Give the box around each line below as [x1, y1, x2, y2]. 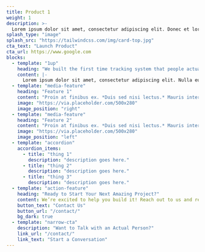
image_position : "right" [17, 105, 81, 112]
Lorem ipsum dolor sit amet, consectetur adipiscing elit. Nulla [22, 77, 192, 83]
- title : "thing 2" [22, 163, 72, 169]
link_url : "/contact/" [17, 231, 75, 237]
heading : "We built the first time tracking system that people [17, 65, 184, 72]
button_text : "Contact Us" [17, 202, 86, 209]
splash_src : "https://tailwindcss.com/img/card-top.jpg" [6, 37, 154, 43]
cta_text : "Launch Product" [6, 43, 78, 50]
